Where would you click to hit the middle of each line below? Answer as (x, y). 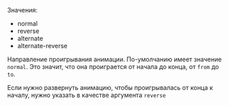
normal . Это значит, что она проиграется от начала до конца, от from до (113, 67)
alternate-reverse (42, 46)
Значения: (23, 10)
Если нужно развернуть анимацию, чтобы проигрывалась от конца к (110, 88)
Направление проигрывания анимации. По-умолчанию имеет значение (114, 59)
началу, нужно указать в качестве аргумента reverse (87, 95)
